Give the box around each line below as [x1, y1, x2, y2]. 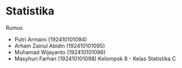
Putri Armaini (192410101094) [14, 36, 87, 43]
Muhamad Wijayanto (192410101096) [14, 48, 106, 55]
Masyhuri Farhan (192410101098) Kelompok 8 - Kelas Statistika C [14, 55, 176, 62]
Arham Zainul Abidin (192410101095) [14, 42, 105, 49]
